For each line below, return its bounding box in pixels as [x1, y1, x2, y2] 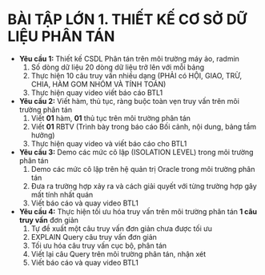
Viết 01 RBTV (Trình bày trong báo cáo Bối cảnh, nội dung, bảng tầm [30, 122, 257, 131]
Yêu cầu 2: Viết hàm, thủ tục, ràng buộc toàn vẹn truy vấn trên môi [18, 96, 239, 106]
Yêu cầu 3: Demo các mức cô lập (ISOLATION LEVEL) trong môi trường [18, 147, 254, 157]
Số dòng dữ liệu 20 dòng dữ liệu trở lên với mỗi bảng [30, 62, 205, 72]
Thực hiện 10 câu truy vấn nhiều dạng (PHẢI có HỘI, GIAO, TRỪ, [30, 70, 242, 80]
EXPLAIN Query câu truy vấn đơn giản [30, 232, 158, 241]
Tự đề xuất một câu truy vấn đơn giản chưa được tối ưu [30, 223, 213, 233]
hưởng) [30, 130, 55, 140]
